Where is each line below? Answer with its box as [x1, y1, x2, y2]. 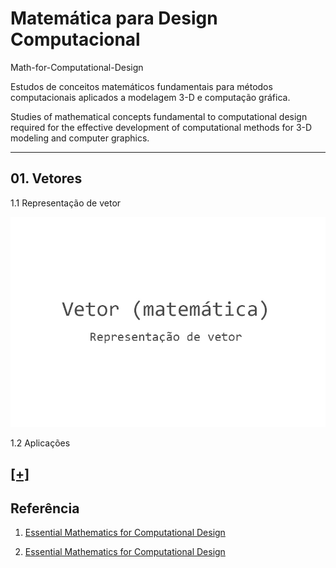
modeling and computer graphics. [10, 132, 150, 144]
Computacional [10, 28, 141, 51]
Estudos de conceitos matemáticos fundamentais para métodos [10, 80, 273, 92]
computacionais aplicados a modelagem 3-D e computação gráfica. [10, 91, 291, 103]
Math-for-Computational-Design [10, 61, 144, 73]
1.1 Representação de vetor [10, 197, 122, 209]
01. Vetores [10, 170, 83, 187]
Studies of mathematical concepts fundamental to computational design [10, 110, 308, 122]
